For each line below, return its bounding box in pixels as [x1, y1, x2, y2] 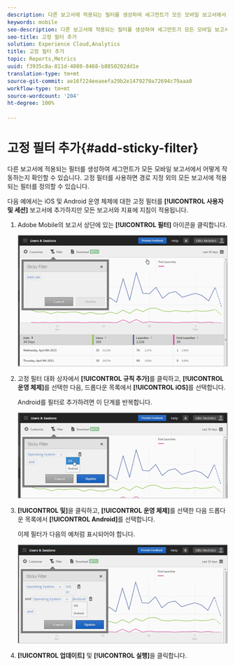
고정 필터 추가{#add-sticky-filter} [7, 140, 199, 157]
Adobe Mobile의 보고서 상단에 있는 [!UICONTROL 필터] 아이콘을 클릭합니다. [17, 220, 227, 229]
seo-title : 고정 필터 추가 [7, 34, 77, 41]
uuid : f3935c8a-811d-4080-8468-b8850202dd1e [7, 63, 139, 70]
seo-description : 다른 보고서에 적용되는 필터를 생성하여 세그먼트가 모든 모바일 [7, 26, 212, 33]
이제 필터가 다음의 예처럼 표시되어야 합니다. [17, 530, 136, 538]
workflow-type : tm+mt [7, 85, 71, 92]
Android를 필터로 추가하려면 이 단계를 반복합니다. [17, 398, 152, 407]
